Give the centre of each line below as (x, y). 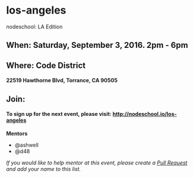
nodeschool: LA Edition (34, 27)
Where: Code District (46, 65)
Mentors (17, 133)
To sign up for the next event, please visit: (59, 114)
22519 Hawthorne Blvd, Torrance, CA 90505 (62, 80)
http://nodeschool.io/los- (144, 114)
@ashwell (26, 145)
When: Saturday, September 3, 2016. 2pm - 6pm (97, 45)
